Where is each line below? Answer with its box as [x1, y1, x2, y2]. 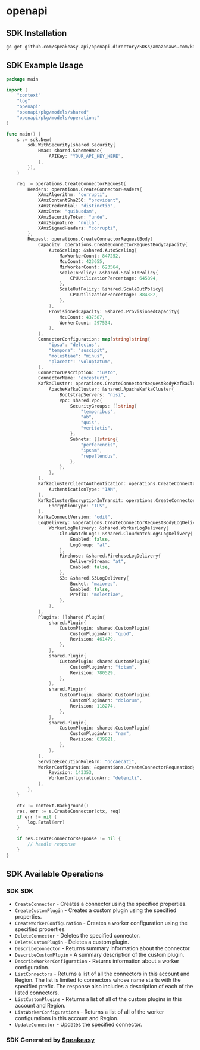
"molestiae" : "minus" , [48, 353, 105, 359]
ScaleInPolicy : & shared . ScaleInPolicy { [59, 270, 159, 275]
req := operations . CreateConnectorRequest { [17, 180, 127, 186]
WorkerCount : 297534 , [59, 320, 113, 326]
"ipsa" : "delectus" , [48, 342, 100, 348]
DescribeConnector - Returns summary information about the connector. [14, 945, 192, 952]
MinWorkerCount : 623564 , [59, 264, 121, 270]
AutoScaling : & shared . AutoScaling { [48, 247, 137, 253]
